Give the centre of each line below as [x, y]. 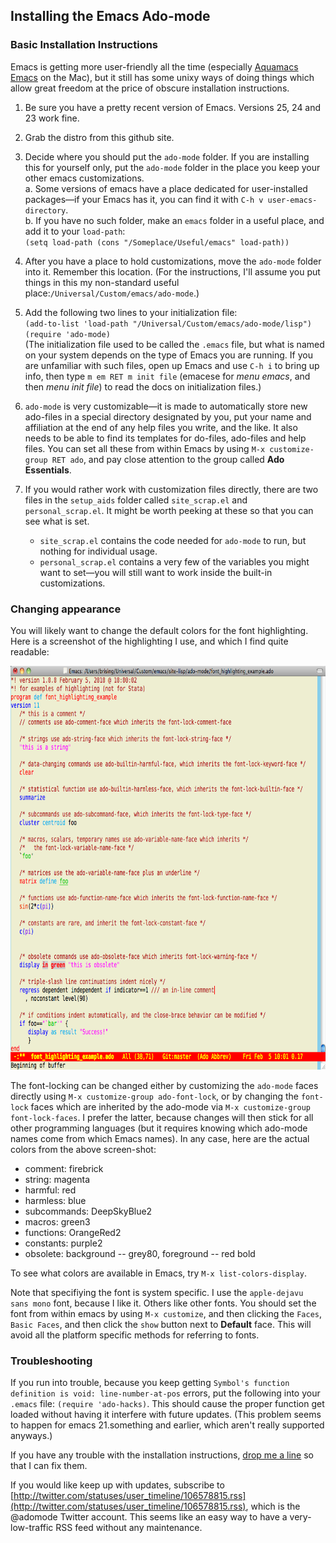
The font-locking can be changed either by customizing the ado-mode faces [164, 1085]
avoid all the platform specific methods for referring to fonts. [135, 1335]
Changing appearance [66, 609]
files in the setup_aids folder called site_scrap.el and [136, 500]
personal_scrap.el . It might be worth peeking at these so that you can [169, 510]
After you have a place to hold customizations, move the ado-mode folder [173, 261]
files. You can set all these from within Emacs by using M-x [145, 448]
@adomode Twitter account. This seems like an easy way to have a [149, 1517]
